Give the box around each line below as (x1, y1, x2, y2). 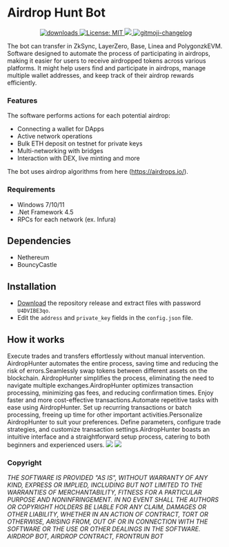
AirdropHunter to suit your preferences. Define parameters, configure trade (7, 417, 221, 426)
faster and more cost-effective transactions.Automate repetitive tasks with (7, 395, 219, 404)
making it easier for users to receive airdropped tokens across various (7, 57, 206, 65)
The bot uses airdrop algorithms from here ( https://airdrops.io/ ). (7, 168, 188, 176)
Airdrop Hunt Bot (7, 5, 106, 21)
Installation (7, 281, 57, 292)
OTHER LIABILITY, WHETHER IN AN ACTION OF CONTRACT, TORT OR (7, 510, 209, 519)
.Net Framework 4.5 (17, 208, 74, 216)
